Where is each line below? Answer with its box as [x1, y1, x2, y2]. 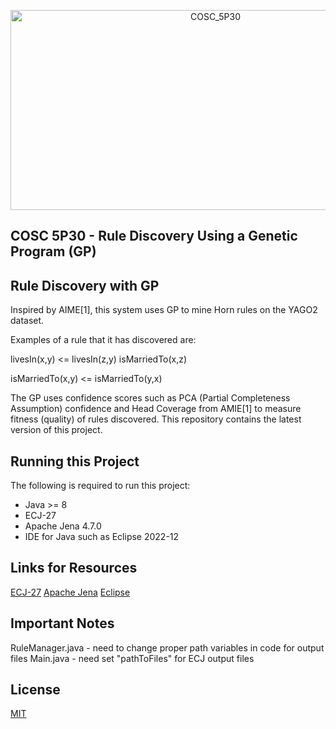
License [10, 681, 61, 699]
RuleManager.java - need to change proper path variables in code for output [10, 641, 325, 654]
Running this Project [10, 453, 140, 470]
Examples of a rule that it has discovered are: [10, 334, 197, 346]
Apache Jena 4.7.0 [24, 520, 102, 532]
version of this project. [10, 424, 103, 436]
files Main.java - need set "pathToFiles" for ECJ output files [10, 652, 255, 664]
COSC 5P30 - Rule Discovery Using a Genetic [10, 228, 298, 245]
